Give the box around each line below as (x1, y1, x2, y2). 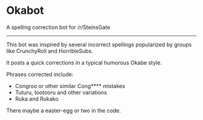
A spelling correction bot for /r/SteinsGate (6, 24, 111, 31)
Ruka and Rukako (14, 95, 59, 103)
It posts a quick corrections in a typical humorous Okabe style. (6, 58, 162, 66)
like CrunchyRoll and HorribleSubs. (6, 47, 94, 54)
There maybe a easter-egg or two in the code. (6, 107, 121, 114)
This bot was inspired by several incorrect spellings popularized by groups (6, 40, 192, 48)
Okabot (6, 4, 44, 17)
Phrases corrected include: (6, 71, 74, 78)
